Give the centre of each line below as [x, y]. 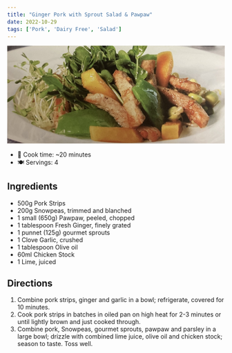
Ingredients [32, 186]
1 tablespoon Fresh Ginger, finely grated [74, 225]
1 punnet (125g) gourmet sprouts [64, 232]
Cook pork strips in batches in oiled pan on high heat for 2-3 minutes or [119, 314]
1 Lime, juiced [37, 261]
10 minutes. [33, 307]
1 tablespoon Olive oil [47, 247]
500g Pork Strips [41, 203]
